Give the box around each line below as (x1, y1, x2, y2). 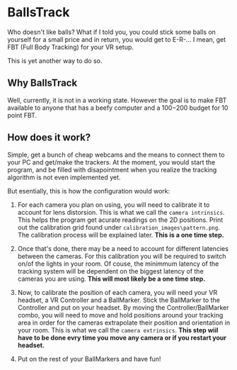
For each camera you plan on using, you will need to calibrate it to (17, 200, 210, 209)
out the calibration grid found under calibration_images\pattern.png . (17, 223, 221, 231)
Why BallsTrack (7, 77, 78, 89)
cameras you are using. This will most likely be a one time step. (17, 274, 206, 283)
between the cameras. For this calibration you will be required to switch (17, 252, 226, 260)
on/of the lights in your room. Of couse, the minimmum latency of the (17, 259, 219, 268)
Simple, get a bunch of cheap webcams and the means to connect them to (7, 150, 225, 159)
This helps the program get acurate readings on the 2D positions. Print (17, 215, 224, 224)
